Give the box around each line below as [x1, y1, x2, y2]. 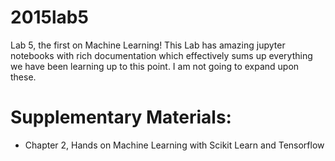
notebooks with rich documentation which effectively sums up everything [10, 49, 313, 61]
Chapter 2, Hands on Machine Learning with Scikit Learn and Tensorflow [24, 139, 325, 151]
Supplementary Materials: [10, 106, 232, 129]
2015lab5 [10, 6, 89, 29]
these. [10, 71, 37, 83]
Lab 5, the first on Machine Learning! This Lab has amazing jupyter [10, 39, 286, 51]
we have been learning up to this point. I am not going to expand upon [10, 60, 300, 72]
